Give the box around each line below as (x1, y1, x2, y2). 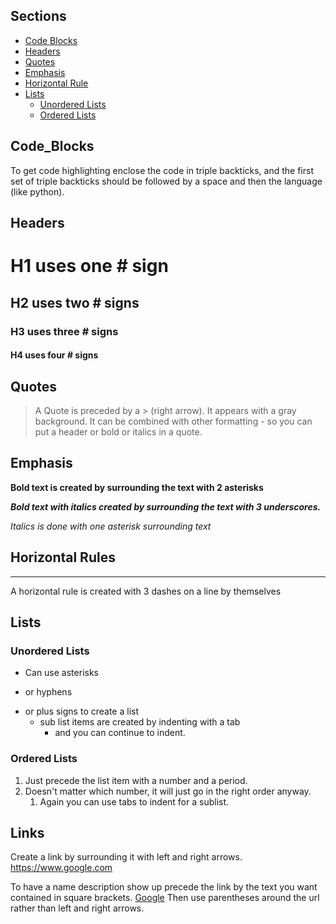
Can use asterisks (24, 667, 99, 679)
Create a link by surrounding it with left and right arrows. (10, 851, 243, 863)
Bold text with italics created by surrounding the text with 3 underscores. (10, 500, 322, 513)
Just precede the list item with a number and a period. (24, 774, 248, 786)
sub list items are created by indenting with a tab (39, 716, 241, 728)
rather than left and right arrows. (10, 902, 145, 914)
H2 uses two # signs (10, 294, 140, 311)
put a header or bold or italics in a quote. (34, 425, 203, 438)
